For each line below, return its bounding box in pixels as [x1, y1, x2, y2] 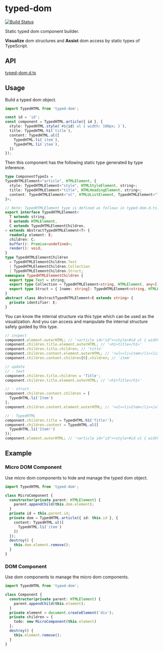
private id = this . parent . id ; [9, 511, 70, 516]
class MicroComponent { [5, 493, 53, 498]
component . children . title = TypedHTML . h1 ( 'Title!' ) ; [5, 418, 114, 423]
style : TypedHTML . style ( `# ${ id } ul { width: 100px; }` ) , [9, 124, 127, 129]
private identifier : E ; [9, 300, 57, 305]
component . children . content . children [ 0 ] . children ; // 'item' [5, 356, 131, 361]
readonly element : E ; [9, 232, 53, 238]
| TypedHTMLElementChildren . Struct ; [9, 269, 83, 273]
